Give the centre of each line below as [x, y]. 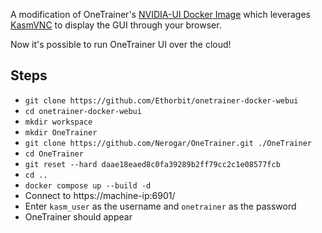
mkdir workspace [58, 122]
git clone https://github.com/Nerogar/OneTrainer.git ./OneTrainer [168, 143]
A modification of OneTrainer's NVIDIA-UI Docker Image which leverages [160, 14]
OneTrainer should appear [78, 216]
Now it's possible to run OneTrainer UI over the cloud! [121, 44]
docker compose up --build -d [88, 185]
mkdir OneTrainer [61, 132]
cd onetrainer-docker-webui [83, 111]
